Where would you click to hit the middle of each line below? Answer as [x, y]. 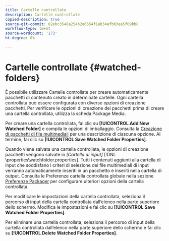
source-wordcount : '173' [31, 33]
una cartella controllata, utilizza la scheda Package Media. [66, 113]
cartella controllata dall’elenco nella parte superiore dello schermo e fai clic [83, 227]
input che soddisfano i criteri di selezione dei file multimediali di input [77, 165]
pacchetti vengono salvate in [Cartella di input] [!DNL [61, 154]
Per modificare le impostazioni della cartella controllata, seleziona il [75, 196]
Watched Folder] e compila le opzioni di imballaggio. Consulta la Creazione [84, 129]
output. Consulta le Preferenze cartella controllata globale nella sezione [79, 176]
